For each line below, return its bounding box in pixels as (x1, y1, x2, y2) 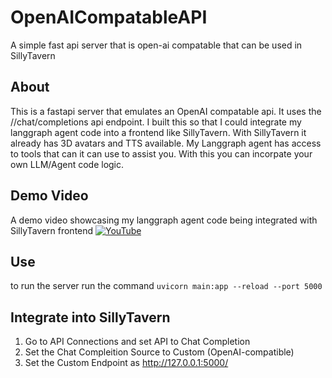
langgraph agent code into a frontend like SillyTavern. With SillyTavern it (10, 126, 307, 138)
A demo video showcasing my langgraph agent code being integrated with (10, 214, 318, 226)
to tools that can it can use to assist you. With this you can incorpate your (10, 147, 313, 160)
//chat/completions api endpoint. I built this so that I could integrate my (10, 116, 302, 128)
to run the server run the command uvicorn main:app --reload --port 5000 (10, 280, 323, 292)
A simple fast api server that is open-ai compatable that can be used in (10, 39, 303, 51)
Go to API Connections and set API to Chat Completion (24, 336, 251, 348)
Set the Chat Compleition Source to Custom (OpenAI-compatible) (24, 346, 295, 358)
